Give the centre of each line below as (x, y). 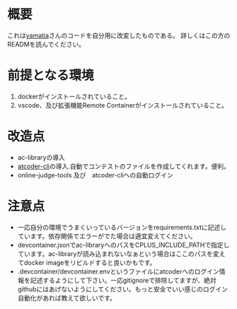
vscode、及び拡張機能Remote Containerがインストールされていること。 (123, 105)
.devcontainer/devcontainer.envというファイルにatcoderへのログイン (118, 271)
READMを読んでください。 (46, 44)
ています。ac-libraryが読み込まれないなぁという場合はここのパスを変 (118, 253)
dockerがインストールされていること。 (74, 96)
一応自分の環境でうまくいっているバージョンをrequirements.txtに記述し (122, 227)
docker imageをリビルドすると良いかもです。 (90, 262)
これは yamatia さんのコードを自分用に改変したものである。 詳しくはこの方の (119, 35)
